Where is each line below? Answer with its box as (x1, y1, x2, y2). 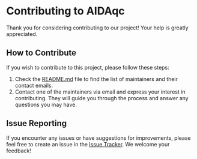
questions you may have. (14, 101, 77, 108)
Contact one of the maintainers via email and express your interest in (14, 88, 186, 95)
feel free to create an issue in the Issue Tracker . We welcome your (6, 140, 170, 148)
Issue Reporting (6, 118, 67, 128)
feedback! (6, 147, 31, 154)
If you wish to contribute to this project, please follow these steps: (6, 64, 169, 71)
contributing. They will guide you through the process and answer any (14, 94, 189, 101)
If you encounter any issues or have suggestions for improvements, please (6, 134, 191, 142)
